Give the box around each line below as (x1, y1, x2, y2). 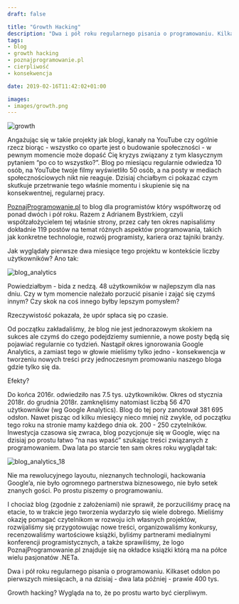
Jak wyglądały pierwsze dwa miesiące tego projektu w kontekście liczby (7, 247, 221, 256)
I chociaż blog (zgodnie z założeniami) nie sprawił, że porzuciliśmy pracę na (7, 500, 231, 509)
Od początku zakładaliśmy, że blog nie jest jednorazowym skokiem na (7, 325, 213, 333)
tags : (7, 36, 23, 44)
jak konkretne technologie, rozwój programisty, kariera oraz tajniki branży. (7, 233, 225, 241)
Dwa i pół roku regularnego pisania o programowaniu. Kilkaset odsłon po (7, 567, 221, 575)
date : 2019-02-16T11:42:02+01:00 (7, 83, 107, 90)
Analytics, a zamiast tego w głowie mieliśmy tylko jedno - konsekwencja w (7, 348, 225, 356)
